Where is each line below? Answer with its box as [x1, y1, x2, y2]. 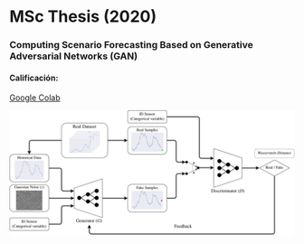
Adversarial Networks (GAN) [9, 50, 138, 62]
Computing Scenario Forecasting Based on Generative [9, 39, 253, 52]
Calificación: [9, 72, 59, 83]
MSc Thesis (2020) [9, 6, 157, 27]
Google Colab [9, 92, 61, 103]
